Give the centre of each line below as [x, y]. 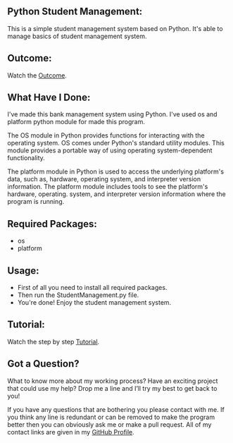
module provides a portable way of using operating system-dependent [110, 150]
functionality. [26, 158]
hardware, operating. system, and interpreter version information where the [117, 194]
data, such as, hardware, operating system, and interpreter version [104, 179]
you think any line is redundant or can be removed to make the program [111, 417]
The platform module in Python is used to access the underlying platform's [115, 171]
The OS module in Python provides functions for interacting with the [106, 135]
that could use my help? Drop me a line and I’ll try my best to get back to [112, 388]
